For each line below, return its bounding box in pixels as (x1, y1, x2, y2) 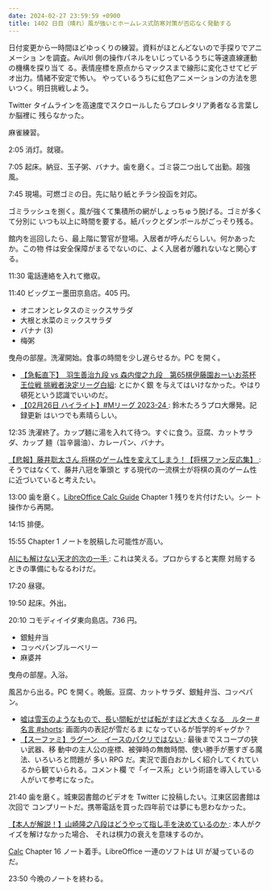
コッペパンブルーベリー (19, 642, 99, 652)
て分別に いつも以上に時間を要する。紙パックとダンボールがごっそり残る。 (8, 216, 258, 226)
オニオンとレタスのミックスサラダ (19, 305, 134, 315)
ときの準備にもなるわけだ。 (8, 563, 101, 574)
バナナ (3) (19, 325, 54, 335)
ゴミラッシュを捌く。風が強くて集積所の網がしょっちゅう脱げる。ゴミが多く (8, 206, 263, 216)
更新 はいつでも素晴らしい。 (27, 410, 122, 420)
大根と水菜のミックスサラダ (19, 315, 113, 325)
